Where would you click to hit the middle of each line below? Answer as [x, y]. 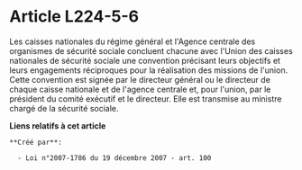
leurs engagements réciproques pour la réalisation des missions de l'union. [149, 70]
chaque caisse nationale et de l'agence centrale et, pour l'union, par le [140, 89]
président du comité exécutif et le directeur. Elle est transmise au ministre [146, 98]
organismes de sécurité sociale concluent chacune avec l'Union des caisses [151, 50]
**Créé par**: [36, 142]
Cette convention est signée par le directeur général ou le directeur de [140, 79]
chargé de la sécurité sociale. [64, 108]
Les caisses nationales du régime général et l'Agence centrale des [133, 41]
